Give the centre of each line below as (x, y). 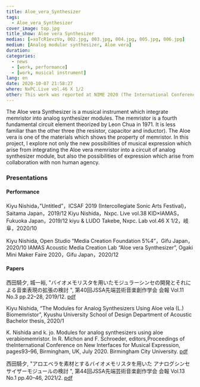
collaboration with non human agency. (53, 162)
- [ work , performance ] (40, 67)
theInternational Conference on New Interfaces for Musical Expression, (93, 345)
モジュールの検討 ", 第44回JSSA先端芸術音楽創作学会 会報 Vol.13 (106, 371)
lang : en (17, 78)
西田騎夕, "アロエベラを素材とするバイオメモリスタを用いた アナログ (90, 364)
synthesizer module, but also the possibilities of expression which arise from (100, 156)
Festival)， (176, 205)
